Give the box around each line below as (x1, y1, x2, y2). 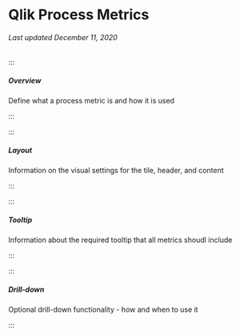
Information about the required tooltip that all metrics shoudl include (8, 235, 233, 245)
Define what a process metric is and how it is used (8, 96, 174, 106)
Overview (8, 75, 42, 85)
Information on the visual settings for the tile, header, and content (8, 166, 224, 176)
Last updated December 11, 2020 (8, 32, 118, 42)
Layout (8, 145, 33, 155)
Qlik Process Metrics (8, 6, 150, 24)
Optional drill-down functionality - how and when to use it (8, 305, 198, 314)
